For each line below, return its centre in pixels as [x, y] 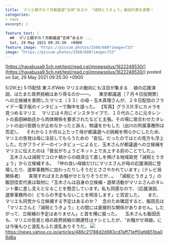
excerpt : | [17, 24]
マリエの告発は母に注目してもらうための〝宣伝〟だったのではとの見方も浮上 [84, 138]
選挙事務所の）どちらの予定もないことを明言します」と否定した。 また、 [83, 195]
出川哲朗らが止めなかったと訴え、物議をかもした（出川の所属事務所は [91, 125]
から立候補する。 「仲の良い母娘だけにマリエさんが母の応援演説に [88, 163]
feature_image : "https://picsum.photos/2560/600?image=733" [70, 47]
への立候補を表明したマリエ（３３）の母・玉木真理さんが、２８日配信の [80, 100]
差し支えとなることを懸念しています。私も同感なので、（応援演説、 [92, 188]
